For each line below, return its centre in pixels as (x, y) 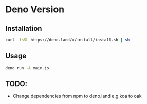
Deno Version (35, 9)
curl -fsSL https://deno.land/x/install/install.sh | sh (68, 40)
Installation (24, 28)
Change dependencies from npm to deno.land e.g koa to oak (77, 96)
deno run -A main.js (27, 68)
